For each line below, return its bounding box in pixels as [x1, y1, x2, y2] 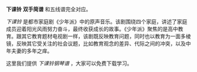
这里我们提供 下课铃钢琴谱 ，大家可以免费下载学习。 [6, 60, 133, 67]
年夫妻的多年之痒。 [6, 47, 53, 54]
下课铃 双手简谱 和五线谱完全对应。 [6, 6, 91, 12]
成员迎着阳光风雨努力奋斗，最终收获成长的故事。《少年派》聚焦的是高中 [6, 26, 178, 32]
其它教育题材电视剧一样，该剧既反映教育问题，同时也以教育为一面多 [21, 33, 186, 40]
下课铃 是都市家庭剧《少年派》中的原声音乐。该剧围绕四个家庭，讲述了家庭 [6, 18, 188, 25]
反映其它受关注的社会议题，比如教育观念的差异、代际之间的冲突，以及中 [16, 40, 191, 47]
